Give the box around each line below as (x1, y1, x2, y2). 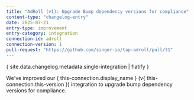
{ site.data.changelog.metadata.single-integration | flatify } (6, 63, 149, 70)
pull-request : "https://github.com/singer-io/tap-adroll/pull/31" (6, 47, 173, 53)
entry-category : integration (6, 31, 78, 36)
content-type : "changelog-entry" (6, 14, 89, 20)
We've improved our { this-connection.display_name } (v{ (6, 74, 146, 81)
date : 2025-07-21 (6, 19, 49, 25)
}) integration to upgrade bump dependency (65, 81, 173, 88)
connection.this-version (6, 81, 64, 88)
